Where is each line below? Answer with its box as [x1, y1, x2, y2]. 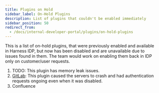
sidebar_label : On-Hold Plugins [5, 12, 70, 16]
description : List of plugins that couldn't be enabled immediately [5, 16, 146, 21]
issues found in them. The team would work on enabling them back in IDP [5, 53, 152, 59]
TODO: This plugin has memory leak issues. [12, 68, 100, 73]
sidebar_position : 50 [5, 20, 49, 26]
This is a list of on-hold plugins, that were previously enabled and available [5, 43, 154, 48]
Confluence [12, 83, 36, 89]
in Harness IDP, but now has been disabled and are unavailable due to [5, 48, 145, 54]
